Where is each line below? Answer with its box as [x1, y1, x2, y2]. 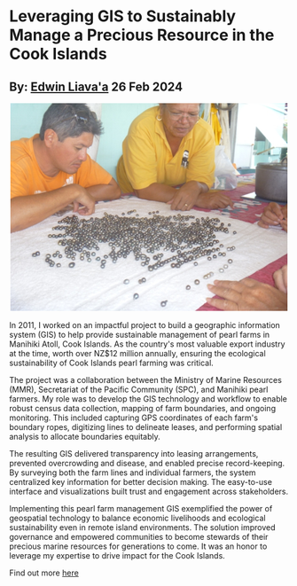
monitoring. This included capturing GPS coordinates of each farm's [9, 412, 259, 423]
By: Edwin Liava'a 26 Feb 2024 [9, 79, 184, 94]
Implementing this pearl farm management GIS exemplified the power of [9, 504, 273, 514]
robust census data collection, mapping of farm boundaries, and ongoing [9, 403, 277, 414]
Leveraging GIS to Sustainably [9, 6, 237, 27]
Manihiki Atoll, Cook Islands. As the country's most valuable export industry [9, 339, 285, 349]
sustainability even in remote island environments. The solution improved [9, 522, 277, 533]
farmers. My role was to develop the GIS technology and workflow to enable [9, 394, 288, 404]
